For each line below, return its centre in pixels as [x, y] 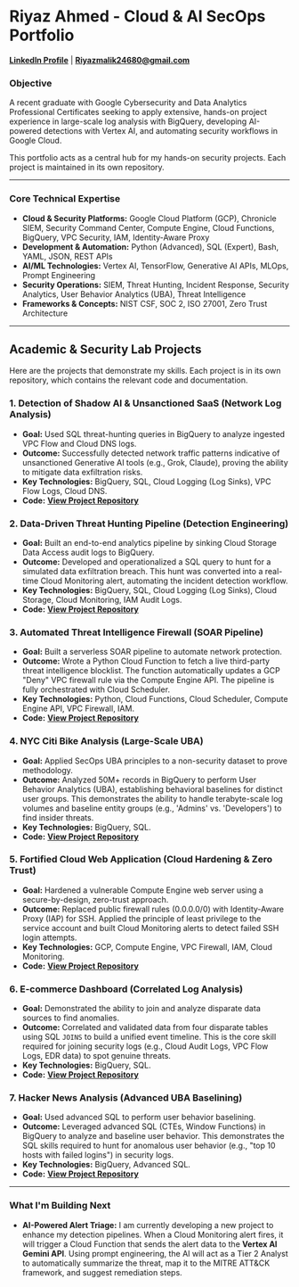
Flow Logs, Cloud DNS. [65, 491]
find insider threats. [58, 817]
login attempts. [49, 937]
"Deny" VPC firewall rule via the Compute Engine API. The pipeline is [148, 681]
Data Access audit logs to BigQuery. [88, 552]
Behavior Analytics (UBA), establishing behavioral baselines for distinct [152, 789]
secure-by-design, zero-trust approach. [95, 899]
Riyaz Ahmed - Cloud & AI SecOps [137, 16]
